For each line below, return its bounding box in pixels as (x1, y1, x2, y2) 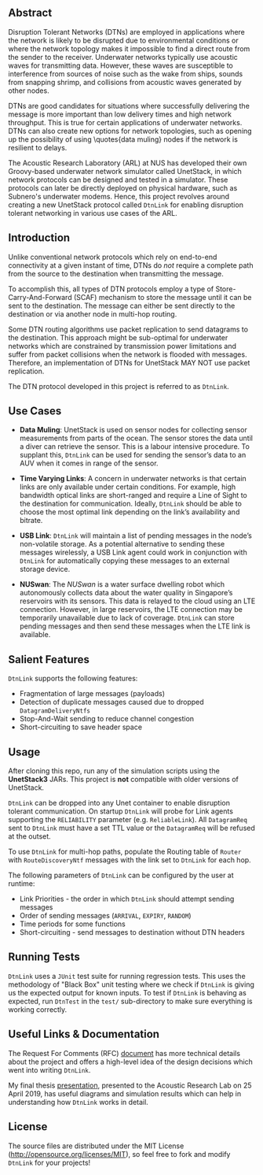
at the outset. (8, 832, 51, 841)
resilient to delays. (8, 143, 68, 152)
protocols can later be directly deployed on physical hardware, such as (8, 183, 238, 192)
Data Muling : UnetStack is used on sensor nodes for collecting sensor (19, 425, 247, 435)
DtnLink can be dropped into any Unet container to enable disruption (8, 799, 230, 808)
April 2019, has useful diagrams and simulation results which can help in (8, 1088, 242, 1098)
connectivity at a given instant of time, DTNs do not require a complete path (8, 260, 254, 270)
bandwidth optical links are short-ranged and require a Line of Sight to (19, 491, 247, 500)
